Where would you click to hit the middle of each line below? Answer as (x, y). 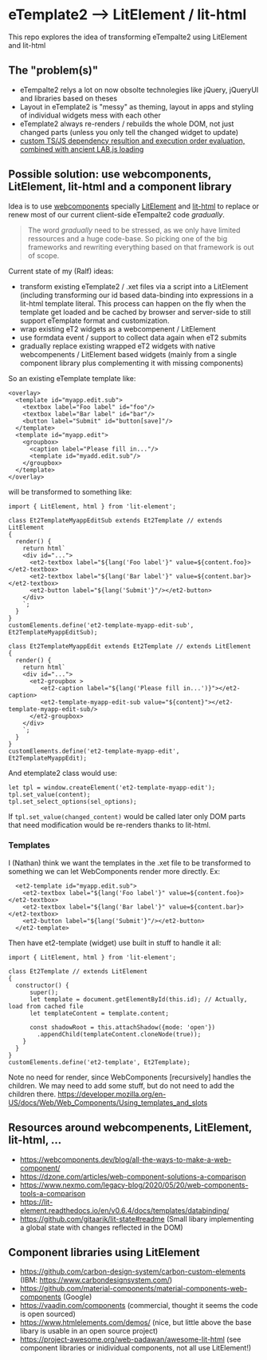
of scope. (43, 255)
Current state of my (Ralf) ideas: (61, 271)
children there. (32, 1094)
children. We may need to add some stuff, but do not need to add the (122, 1085)
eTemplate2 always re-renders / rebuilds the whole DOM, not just (127, 123)
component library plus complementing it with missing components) (132, 363)
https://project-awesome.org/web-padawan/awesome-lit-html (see (130, 1339)
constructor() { (42, 985)
